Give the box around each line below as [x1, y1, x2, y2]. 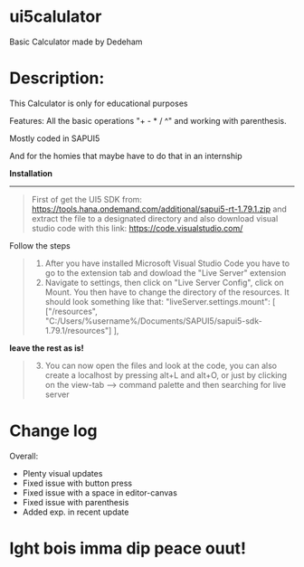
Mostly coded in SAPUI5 [9, 133, 100, 144]
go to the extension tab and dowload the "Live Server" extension [44, 267, 287, 278]
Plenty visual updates [22, 468, 103, 478]
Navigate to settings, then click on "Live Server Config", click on [44, 277, 284, 288]
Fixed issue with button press [22, 477, 133, 488]
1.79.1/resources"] [44, 325, 112, 335]
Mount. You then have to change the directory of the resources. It [44, 287, 290, 298]
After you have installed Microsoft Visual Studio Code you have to [44, 258, 290, 269]
